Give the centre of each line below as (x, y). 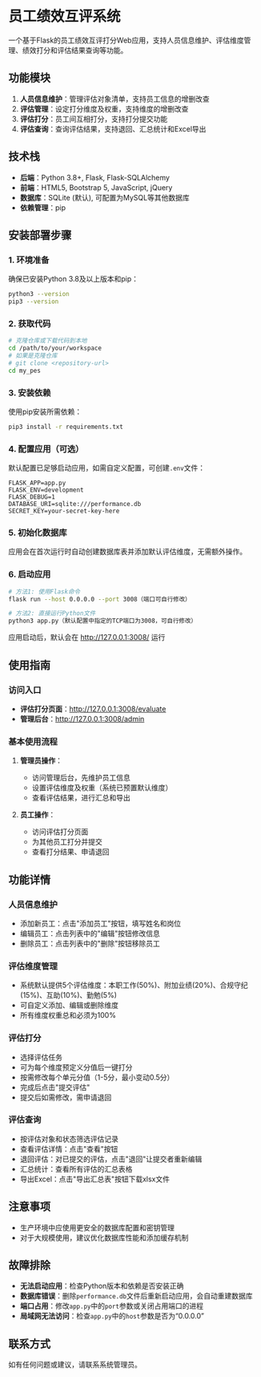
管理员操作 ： (41, 761)
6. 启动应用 (30, 574)
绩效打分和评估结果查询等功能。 (75, 50)
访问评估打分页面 (60, 832)
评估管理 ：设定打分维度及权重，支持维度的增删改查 (104, 108)
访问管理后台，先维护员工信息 (81, 778)
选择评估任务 (41, 1057)
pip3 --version (34, 302)
